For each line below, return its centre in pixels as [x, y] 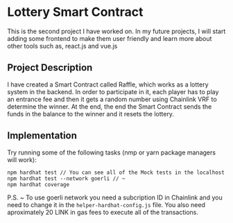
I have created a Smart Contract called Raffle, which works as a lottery [108, 84]
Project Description [50, 68]
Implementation [42, 136]
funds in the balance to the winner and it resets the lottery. [91, 114]
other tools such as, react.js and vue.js [62, 46]
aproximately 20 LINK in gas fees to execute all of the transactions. [103, 212]
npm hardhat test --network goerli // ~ [67, 178]
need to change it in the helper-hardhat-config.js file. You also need [106, 204]
